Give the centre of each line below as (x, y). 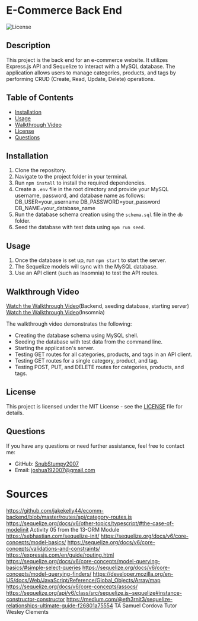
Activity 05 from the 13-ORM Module (75, 529)
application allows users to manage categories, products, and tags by (91, 73)
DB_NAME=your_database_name (55, 208)
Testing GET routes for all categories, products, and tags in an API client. (103, 354)
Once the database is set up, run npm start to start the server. (90, 260)
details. (15, 413)
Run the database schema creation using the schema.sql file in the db (99, 214)
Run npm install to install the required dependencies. (80, 183)
